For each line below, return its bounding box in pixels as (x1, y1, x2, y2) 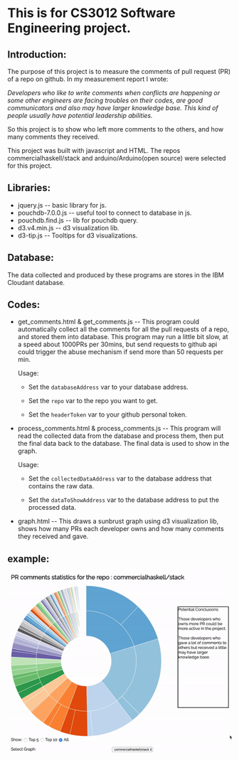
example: (7, 552, 50, 564)
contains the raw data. (28, 482, 95, 491)
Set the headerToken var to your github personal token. (28, 410, 187, 419)
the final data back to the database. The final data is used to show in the (17, 439, 230, 448)
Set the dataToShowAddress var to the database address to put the (28, 496, 219, 504)
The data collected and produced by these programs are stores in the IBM (7, 270, 224, 279)
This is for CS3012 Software (7, 5, 176, 21)
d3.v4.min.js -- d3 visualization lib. (17, 223, 119, 232)
